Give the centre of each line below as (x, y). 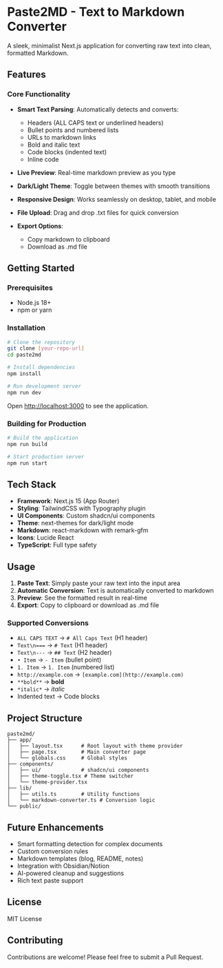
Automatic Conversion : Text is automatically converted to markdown (116, 591)
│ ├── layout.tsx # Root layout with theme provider (95, 746)
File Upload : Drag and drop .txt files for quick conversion (98, 212)
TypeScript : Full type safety (57, 545)
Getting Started (41, 268)
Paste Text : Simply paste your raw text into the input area (99, 583)
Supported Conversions (48, 623)
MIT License (25, 918)
